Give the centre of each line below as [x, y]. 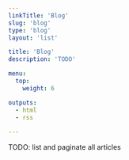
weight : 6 [39, 88]
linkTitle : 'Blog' [38, 15]
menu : [17, 74]
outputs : [23, 103]
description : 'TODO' [42, 59]
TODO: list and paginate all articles [64, 147]
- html [26, 110]
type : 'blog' [30, 30]
